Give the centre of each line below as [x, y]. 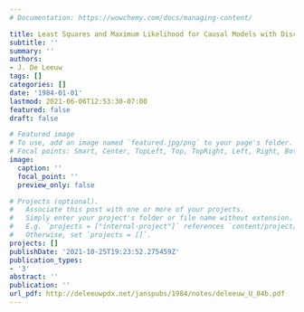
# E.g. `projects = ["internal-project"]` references [117, 227]
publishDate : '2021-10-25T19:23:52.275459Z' [95, 251]
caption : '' [40, 168]
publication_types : [46, 260]
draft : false [34, 118]
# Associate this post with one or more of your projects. [127, 210]
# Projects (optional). [54, 201]
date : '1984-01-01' [46, 93]
